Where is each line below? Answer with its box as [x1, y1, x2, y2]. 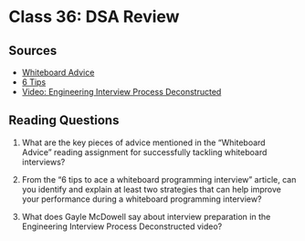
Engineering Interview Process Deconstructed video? [21, 221, 223, 232]
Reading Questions [8, 112, 120, 129]
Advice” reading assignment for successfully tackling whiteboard [21, 146, 268, 157]
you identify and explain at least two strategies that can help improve [21, 183, 282, 194]
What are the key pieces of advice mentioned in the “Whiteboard [21, 137, 266, 148]
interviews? [21, 156, 66, 167]
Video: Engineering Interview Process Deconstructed [21, 87, 222, 97]
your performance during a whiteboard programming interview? [21, 194, 262, 204]
